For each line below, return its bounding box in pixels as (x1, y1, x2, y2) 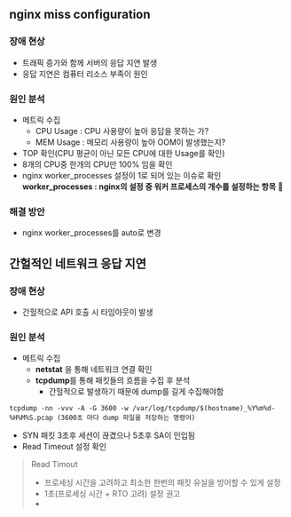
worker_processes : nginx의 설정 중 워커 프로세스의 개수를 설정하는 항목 (21, 181, 284, 192)
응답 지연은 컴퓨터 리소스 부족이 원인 (21, 68, 148, 79)
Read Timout (30, 459, 78, 470)
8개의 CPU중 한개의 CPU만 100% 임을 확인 (21, 159, 173, 170)
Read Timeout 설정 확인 (21, 441, 106, 452)
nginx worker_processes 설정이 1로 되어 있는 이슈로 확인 (21, 170, 222, 180)
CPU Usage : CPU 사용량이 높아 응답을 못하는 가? (35, 125, 209, 136)
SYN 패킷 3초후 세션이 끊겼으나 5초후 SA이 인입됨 (21, 430, 195, 441)
